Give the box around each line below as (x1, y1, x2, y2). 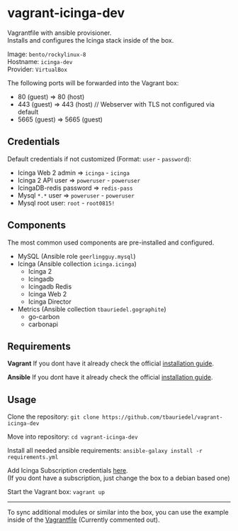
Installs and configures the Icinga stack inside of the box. (7, 36, 174, 44)
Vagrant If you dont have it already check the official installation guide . (7, 359, 215, 368)
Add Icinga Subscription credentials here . (7, 466, 129, 475)
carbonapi (28, 320, 59, 328)
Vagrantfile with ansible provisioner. (7, 28, 112, 37)
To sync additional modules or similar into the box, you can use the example (7, 508, 229, 517)
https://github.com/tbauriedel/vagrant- (102, 414, 223, 421)
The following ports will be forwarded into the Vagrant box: (7, 78, 179, 87)
